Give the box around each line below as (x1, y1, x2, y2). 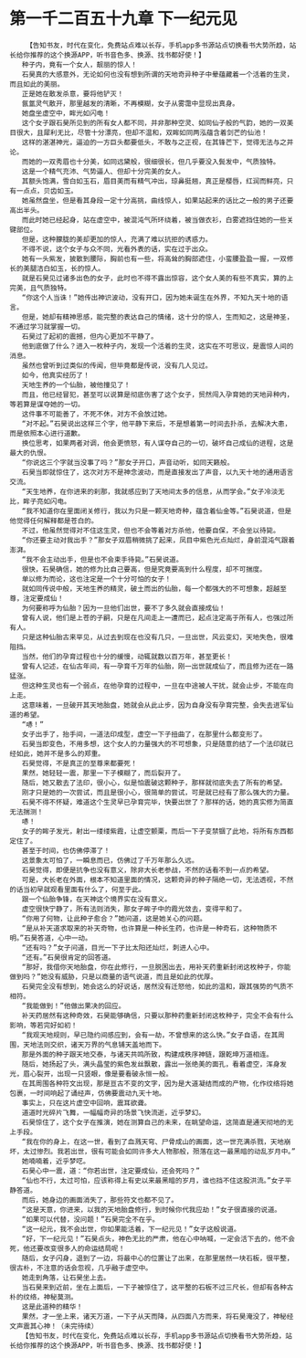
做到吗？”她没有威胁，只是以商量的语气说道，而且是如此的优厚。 (9, 972, 217, 982)
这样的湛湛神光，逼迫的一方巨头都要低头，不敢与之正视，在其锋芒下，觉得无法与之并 (21, 138, 294, 147)
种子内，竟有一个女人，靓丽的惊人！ (21, 60, 138, 69)
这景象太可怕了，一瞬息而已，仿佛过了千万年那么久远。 (21, 856, 199, 865)
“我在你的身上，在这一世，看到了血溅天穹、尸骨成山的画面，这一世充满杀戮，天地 (21, 1137, 285, 1146)
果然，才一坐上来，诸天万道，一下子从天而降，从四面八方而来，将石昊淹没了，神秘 (21, 1311, 288, 1321)
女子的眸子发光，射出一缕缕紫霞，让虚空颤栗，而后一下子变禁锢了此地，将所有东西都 (21, 826, 294, 836)
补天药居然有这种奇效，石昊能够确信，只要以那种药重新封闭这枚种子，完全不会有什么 (21, 1011, 294, 1020)
